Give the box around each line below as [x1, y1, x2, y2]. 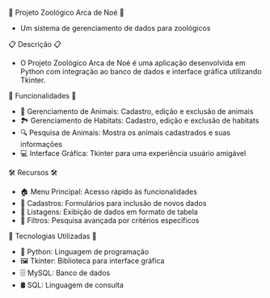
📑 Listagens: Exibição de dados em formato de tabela [19, 207, 198, 216]
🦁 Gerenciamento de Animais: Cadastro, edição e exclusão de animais [19, 107, 254, 116]
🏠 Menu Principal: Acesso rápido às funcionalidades [19, 187, 198, 196]
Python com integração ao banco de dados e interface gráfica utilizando [19, 67, 262, 76]
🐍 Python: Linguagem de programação [19, 247, 150, 256]
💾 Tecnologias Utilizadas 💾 [8, 231, 97, 241]
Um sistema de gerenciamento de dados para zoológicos [19, 23, 211, 32]
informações [19, 140, 63, 149]
